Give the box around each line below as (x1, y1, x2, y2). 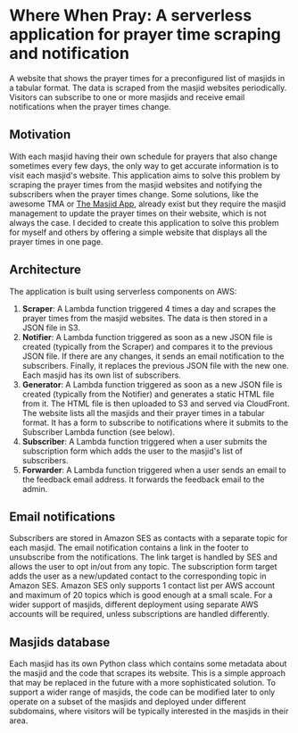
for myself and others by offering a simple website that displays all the (9, 227, 268, 237)
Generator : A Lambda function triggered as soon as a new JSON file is (21, 379, 283, 389)
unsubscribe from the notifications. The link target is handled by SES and (9, 552, 278, 562)
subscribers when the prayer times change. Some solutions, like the (9, 188, 259, 199)
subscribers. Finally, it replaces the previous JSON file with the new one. (21, 360, 289, 371)
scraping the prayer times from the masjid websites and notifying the (9, 179, 263, 190)
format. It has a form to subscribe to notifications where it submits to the (21, 417, 288, 428)
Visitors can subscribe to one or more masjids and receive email (9, 91, 245, 103)
